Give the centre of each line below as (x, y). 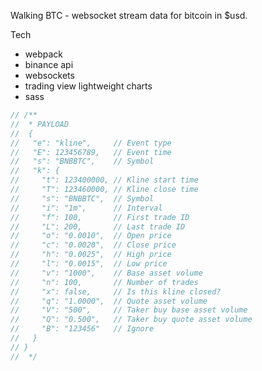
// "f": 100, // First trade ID (100, 217)
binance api (49, 64)
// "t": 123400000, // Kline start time (104, 180)
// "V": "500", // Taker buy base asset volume (129, 310)
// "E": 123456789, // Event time (91, 152)
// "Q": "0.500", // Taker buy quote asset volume (131, 320)
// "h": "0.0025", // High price (91, 255)
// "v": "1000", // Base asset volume (106, 273)
